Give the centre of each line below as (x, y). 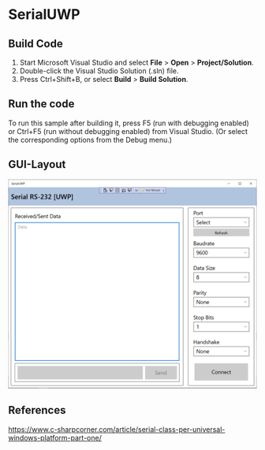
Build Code (35, 44)
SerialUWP (44, 15)
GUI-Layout (37, 164)
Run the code (41, 104)
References (37, 410)
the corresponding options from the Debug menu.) (90, 139)
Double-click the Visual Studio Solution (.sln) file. (99, 71)
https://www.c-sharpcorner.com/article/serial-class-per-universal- (117, 429)
